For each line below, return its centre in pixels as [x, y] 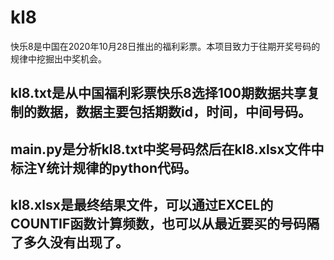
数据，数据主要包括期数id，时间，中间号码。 [174, 112]
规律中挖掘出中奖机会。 [58, 58]
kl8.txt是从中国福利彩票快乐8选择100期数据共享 [159, 93]
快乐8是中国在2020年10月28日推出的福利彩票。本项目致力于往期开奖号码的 [165, 46]
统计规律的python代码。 [121, 167]
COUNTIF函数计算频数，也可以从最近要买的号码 [158, 224]
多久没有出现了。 [76, 242]
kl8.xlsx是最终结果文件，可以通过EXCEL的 [142, 205]
